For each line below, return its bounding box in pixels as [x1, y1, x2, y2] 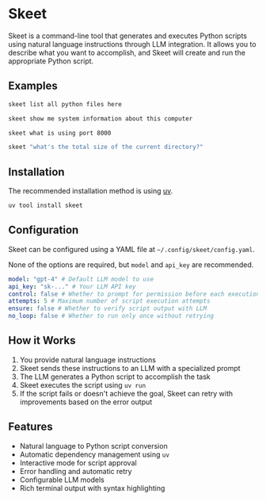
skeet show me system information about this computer [8, 114, 193, 123]
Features [8, 420, 53, 434]
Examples [8, 79, 58, 93]
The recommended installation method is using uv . [8, 186, 173, 196]
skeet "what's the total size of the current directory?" [8, 143, 203, 151]
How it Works [8, 334, 76, 347]
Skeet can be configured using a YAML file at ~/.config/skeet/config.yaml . [8, 244, 255, 254]
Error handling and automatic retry [19, 466, 132, 476]
